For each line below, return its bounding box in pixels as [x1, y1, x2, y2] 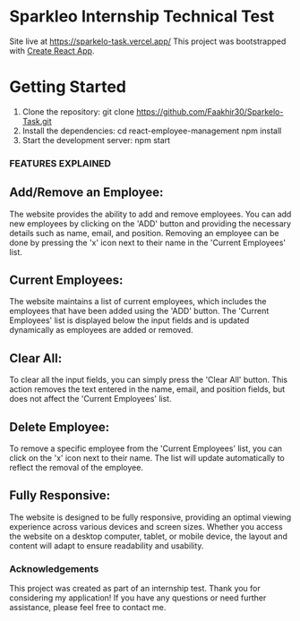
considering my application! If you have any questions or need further [9, 592, 267, 603]
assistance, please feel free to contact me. [9, 602, 167, 613]
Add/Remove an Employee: [9, 185, 164, 200]
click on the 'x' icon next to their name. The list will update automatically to [9, 453, 285, 464]
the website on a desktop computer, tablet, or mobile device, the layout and [9, 531, 288, 541]
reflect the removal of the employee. [9, 463, 143, 473]
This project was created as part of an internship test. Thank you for [9, 583, 261, 594]
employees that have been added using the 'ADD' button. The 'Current [9, 306, 270, 317]
